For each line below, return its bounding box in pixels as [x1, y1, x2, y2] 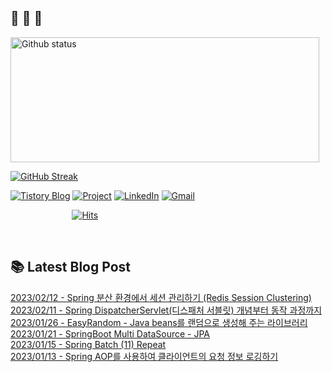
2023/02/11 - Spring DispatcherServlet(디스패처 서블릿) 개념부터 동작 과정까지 [10, 304, 323, 316]
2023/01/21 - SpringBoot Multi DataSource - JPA [10, 327, 211, 340]
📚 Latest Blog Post [10, 259, 131, 276]
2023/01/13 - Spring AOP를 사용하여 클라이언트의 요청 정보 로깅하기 [10, 350, 279, 362]
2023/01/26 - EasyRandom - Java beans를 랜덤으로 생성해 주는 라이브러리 [10, 316, 308, 328]
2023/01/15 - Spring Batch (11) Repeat [10, 338, 167, 350]
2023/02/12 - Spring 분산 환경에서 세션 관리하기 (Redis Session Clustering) [10, 291, 312, 303]
